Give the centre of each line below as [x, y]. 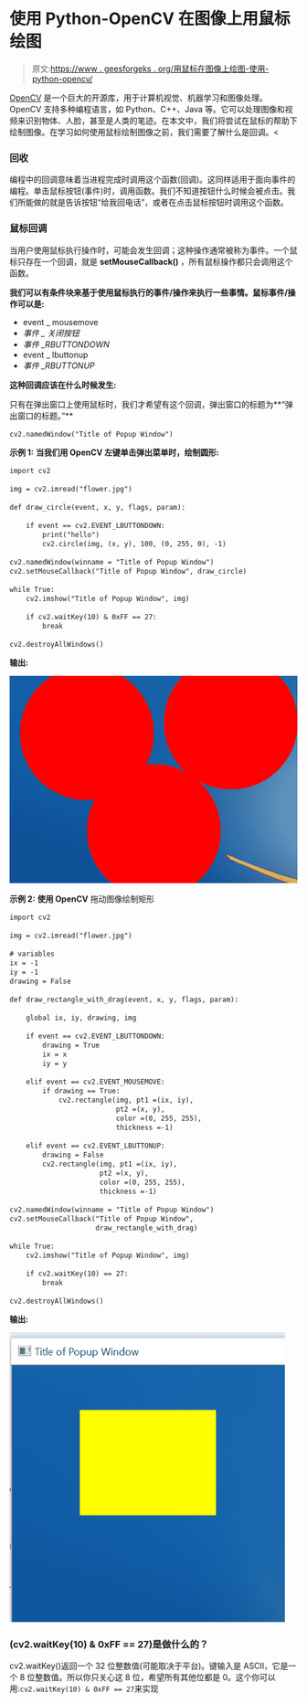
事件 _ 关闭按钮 [51, 333]
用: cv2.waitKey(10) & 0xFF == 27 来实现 [84, 1689]
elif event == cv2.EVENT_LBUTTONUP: [96, 1146]
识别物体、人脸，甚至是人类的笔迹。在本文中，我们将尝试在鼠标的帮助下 [161, 121]
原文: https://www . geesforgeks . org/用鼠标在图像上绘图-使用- [150, 69]
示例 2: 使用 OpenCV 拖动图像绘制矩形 [82, 899]
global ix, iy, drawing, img [81, 1018]
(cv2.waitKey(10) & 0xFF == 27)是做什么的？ [109, 1644]
